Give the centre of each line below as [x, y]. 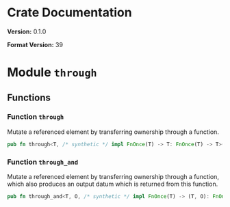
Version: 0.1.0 [27, 31]
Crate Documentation [69, 13]
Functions [29, 97]
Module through [52, 72]
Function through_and [43, 162]
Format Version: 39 [35, 44]
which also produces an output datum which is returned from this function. [113, 184]
